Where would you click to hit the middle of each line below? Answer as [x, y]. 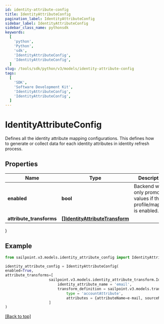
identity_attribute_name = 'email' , [95, 284]
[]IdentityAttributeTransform [95, 218]
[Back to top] [18, 317]
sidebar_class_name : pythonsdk [37, 28]
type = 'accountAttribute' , [95, 293]
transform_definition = [82, 289]
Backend [144, 186]
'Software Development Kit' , [43, 87]
